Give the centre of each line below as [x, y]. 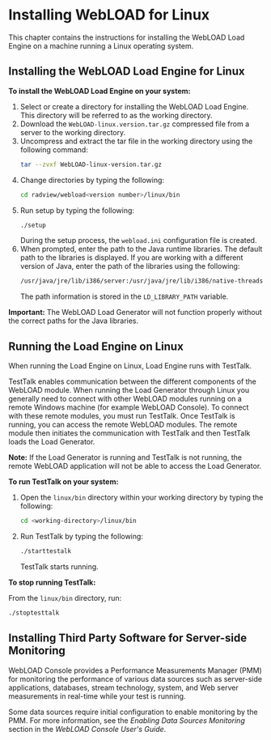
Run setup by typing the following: [77, 210]
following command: [54, 149]
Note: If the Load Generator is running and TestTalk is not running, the [125, 457]
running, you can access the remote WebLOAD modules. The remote [123, 425]
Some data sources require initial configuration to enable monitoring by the [133, 712]
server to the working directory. [73, 132]
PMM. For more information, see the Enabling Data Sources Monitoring [127, 720]
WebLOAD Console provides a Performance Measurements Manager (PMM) [135, 670]
